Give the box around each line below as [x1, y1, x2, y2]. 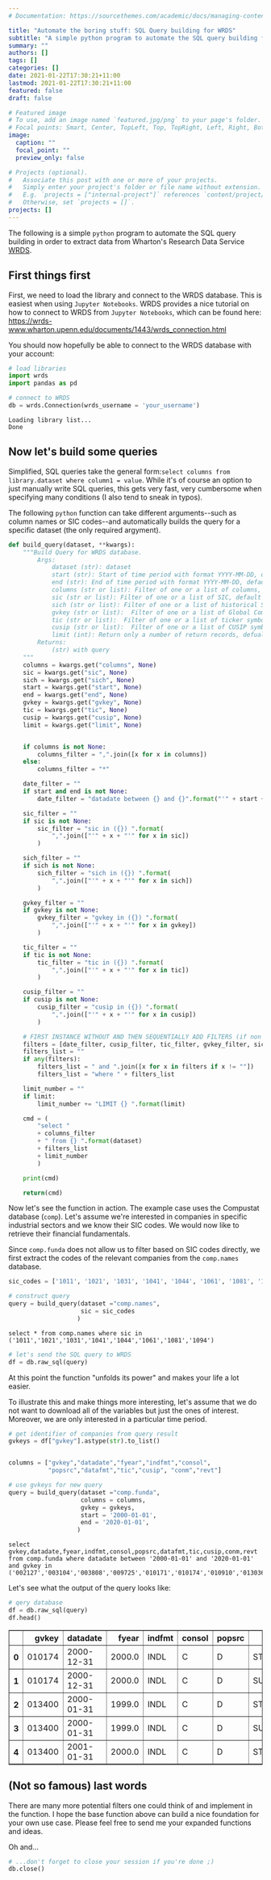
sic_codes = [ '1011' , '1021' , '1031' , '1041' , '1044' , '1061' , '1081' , [8, 1278, 254, 1286]
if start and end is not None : [23, 787, 128, 795]
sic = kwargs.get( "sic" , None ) [23, 668, 128, 677]
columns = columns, [80, 1496, 147, 1504]
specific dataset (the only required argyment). [8, 525, 161, 534]
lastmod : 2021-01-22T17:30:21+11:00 [8, 78, 131, 87]
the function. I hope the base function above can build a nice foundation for [8, 1809, 260, 1819]
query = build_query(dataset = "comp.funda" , [8, 1488, 161, 1496]
